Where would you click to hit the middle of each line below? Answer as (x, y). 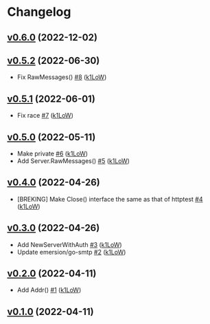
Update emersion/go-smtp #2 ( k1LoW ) (71, 252)
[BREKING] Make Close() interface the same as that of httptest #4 (110, 199)
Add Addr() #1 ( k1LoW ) (49, 290)
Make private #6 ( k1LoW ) (52, 154)
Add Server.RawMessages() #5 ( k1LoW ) (73, 161)
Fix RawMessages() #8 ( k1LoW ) (62, 77)
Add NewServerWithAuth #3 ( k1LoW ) (69, 244)
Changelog (39, 12)
